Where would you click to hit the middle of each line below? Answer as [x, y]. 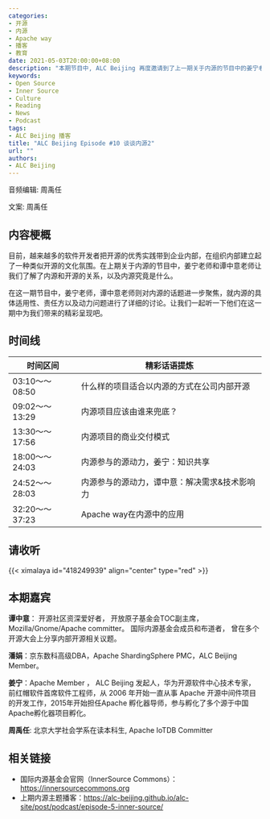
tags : [17, 128]
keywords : [25, 76]
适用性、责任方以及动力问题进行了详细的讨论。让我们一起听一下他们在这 [135, 302]
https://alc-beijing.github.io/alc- [136, 798]
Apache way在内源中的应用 [133, 514]
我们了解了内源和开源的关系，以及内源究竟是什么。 [93, 276]
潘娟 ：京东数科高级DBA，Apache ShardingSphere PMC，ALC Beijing [123, 656]
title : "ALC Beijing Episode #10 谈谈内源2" [82, 143]
